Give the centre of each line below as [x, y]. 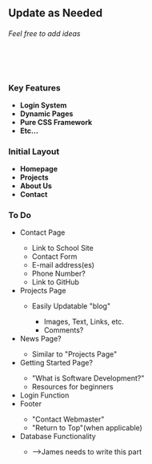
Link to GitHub [56, 282]
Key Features [35, 87]
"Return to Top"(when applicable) [87, 428]
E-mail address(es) [63, 265]
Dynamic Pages [46, 113]
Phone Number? [58, 274]
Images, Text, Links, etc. [84, 322]
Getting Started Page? [56, 363]
